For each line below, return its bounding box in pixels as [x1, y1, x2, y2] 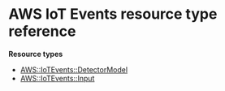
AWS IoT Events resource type [8, 5, 218, 24]
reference [8, 22, 76, 41]
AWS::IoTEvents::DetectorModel [19, 64, 128, 74]
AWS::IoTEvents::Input [19, 73, 95, 83]
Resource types [8, 49, 63, 58]
